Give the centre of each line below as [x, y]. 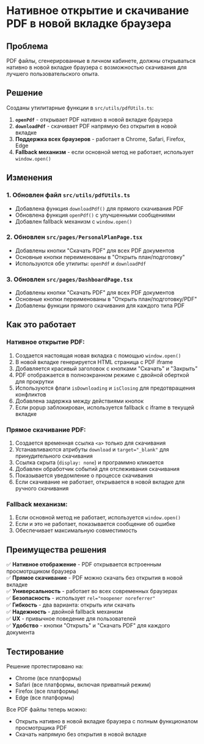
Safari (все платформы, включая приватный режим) [83, 684]
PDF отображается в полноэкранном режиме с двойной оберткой [102, 375]
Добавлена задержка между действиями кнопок [79, 401]
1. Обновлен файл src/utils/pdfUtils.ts [68, 195]
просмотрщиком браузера [41, 571]
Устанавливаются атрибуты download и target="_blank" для [92, 450]
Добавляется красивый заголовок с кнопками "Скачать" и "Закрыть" [106, 368]
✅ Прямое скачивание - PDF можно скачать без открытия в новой [95, 578]
